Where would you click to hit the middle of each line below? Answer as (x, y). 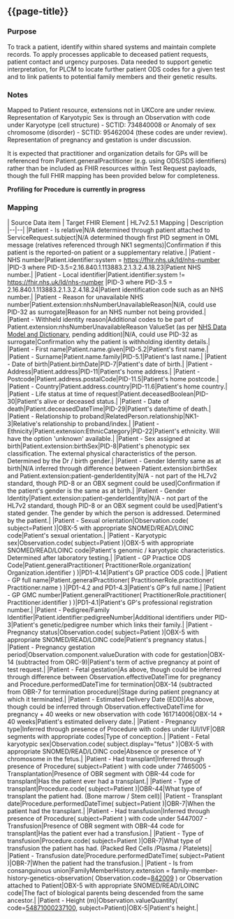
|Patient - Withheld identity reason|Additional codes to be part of (101, 320)
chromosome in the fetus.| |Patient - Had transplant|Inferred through (106, 759)
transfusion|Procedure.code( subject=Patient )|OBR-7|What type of (104, 841)
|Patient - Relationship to (43, 416)
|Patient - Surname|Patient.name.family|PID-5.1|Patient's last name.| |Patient (117, 357)
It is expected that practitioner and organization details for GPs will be (108, 153)
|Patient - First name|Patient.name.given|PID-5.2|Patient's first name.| (108, 349)
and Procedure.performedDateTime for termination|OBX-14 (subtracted (110, 685)
